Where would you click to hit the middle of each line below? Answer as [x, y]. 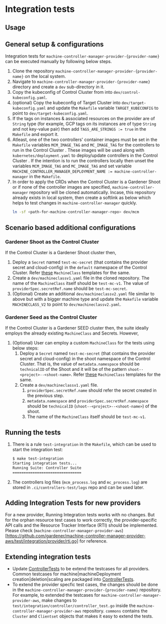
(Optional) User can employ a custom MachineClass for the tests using [83, 343]
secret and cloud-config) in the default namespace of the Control [80, 267]
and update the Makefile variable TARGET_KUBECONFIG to [103, 108]
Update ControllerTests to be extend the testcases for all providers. [81, 569]
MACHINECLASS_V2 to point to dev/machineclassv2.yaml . [67, 304]
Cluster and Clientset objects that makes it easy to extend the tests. [83, 616]
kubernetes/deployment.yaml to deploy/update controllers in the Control [85, 155]
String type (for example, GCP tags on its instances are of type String [84, 124]
